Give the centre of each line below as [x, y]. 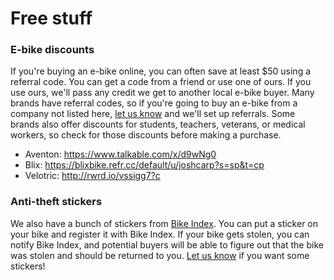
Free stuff [51, 18]
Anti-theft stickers [56, 202]
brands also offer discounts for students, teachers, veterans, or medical [158, 124]
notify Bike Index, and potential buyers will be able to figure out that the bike [167, 244]
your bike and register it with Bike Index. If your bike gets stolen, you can [160, 234]
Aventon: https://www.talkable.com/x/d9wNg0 [120, 154]
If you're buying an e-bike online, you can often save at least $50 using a [161, 71]
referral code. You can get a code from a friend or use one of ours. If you [161, 82]
